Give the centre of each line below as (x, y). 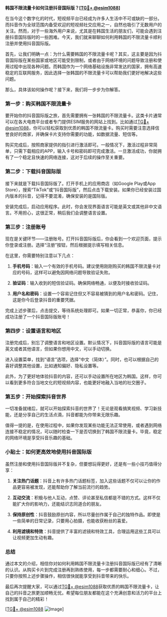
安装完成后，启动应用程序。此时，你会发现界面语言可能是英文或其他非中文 (81, 206)
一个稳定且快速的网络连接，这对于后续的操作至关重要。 (70, 157)
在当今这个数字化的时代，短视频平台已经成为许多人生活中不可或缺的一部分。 (83, 18)
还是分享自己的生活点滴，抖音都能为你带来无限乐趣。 (68, 415)
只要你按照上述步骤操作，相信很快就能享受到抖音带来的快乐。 (68, 576)
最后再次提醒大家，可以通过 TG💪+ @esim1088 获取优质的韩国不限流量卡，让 (82, 587)
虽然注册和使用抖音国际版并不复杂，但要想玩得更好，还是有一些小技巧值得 (81, 464)
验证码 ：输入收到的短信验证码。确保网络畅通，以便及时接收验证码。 (82, 283)
